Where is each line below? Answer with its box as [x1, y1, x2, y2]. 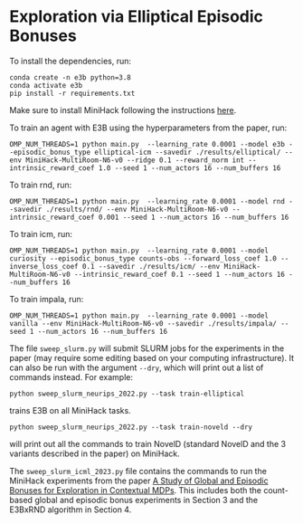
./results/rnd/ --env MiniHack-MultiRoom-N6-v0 [45, 205, 229, 214]
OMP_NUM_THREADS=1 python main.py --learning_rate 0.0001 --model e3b [9, 139, 285, 148]
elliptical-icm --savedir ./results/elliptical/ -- [94, 148, 294, 157]
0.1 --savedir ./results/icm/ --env [81, 262, 221, 271]
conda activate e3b [9, 81, 83, 90]
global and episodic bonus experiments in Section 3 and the [34, 494, 259, 505]
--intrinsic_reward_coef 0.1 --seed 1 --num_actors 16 [73, 270, 285, 279]
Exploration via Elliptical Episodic [9, 6, 264, 27]
